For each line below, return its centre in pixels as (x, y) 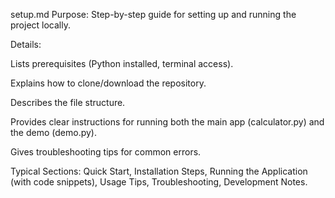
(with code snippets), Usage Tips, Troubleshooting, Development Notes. (159, 182)
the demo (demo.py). (53, 132)
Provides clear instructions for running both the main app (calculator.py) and (167, 122)
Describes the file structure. (68, 102)
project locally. (40, 25)
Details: (26, 44)
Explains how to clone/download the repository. (108, 83)
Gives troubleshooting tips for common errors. (106, 152)
